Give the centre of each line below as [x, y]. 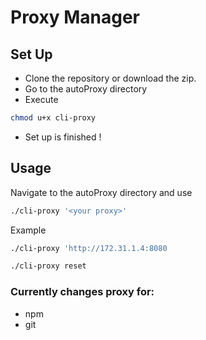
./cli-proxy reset [48, 266]
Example [28, 230]
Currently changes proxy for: [82, 292]
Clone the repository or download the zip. [110, 78]
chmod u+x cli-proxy [53, 118]
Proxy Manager [75, 17]
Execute [41, 99]
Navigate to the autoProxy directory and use [101, 192]
